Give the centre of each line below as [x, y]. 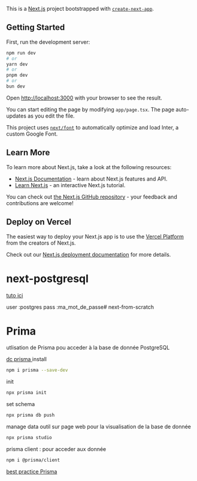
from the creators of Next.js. [41, 243]
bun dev [16, 86]
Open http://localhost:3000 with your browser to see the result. [84, 98]
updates [16, 116]
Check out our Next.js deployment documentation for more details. [89, 254]
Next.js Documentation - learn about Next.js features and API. [91, 179]
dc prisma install [26, 359]
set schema [21, 404]
